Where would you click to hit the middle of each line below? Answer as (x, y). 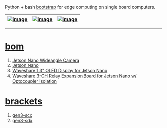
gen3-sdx (22, 120)
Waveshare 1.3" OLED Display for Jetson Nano (60, 70)
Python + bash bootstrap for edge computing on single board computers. (80, 7)
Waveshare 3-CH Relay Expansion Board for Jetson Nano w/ (74, 76)
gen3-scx (22, 115)
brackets (24, 101)
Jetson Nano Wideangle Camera (46, 60)
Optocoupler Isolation (35, 81)
